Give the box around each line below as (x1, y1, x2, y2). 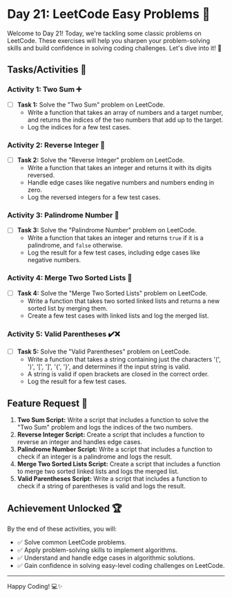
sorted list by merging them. (27, 304, 108, 312)
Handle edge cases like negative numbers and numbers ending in (27, 178, 215, 187)
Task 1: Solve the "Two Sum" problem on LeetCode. (17, 100, 165, 109)
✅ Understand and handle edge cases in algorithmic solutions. (17, 553, 195, 562)
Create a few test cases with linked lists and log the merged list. (27, 311, 209, 320)
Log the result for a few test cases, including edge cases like (27, 248, 200, 257)
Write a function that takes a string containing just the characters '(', (27, 356, 221, 364)
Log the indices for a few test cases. (27, 122, 131, 131)
